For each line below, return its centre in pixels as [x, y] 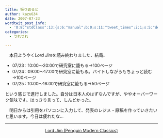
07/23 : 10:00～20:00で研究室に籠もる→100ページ [62, 65]
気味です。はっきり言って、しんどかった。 [51, 100]
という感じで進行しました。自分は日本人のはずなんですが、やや [69, 94]
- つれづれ [19, 37]
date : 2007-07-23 [23, 18]
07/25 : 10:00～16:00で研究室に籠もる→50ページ [61, 83]
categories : [17, 32]
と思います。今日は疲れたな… [34, 116]
